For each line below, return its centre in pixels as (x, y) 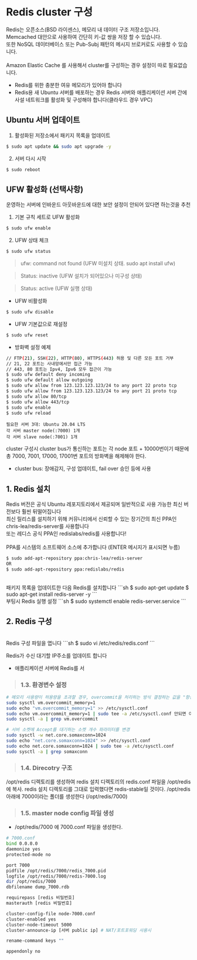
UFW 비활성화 (31, 301)
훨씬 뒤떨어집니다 (41, 512)
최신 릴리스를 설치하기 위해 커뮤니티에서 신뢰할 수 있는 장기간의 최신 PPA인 (91, 519)
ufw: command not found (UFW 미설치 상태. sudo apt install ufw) (98, 264)
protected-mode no (28, 854)
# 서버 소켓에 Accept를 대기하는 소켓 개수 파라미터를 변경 (68, 730)
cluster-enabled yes (31, 919)
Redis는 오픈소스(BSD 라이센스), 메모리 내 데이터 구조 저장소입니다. (83, 29)
